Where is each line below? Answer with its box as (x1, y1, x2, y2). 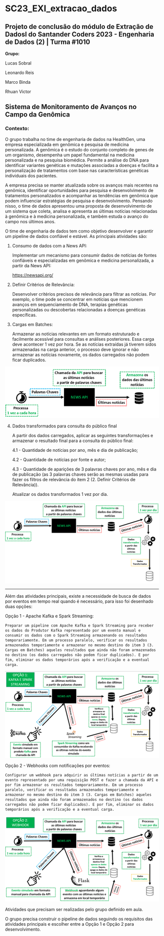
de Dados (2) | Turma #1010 (5, 38, 90, 46)
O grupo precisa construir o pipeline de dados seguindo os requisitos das (5, 916, 153, 922)
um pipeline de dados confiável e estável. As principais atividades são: (5, 233, 147, 239)
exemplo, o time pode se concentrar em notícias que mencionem (12, 296, 143, 302)
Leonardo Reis (5, 70, 34, 75)
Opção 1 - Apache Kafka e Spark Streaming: (5, 613, 94, 619)
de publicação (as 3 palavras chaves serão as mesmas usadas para (12, 471, 149, 477)
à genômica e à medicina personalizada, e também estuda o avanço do (5, 213, 149, 219)
